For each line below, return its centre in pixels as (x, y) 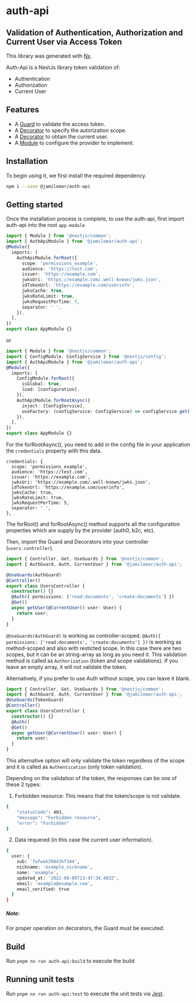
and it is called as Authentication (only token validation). (75, 767)
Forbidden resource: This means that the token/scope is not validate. (98, 796)
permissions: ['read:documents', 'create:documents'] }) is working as (94, 642)
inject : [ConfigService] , (53, 406)
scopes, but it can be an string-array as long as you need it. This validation (97, 654)
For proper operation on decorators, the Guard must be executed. (85, 928)
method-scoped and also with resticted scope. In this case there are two (94, 648)
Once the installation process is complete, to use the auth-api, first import (95, 219)
